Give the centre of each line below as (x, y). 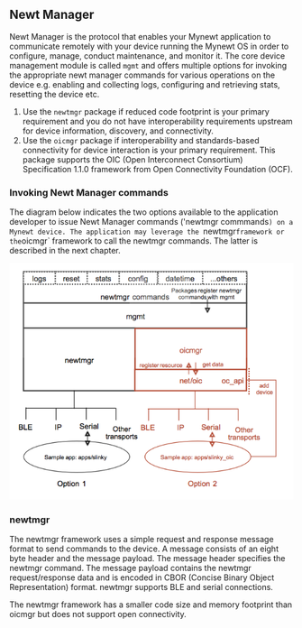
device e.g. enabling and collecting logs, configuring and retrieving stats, (145, 84)
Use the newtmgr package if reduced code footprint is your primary (146, 111)
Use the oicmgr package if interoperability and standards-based (141, 140)
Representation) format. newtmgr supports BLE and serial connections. (141, 586)
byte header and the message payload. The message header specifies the (147, 558)
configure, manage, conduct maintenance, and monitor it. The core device (147, 55)
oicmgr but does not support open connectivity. (98, 614)
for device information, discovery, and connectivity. (118, 131)
